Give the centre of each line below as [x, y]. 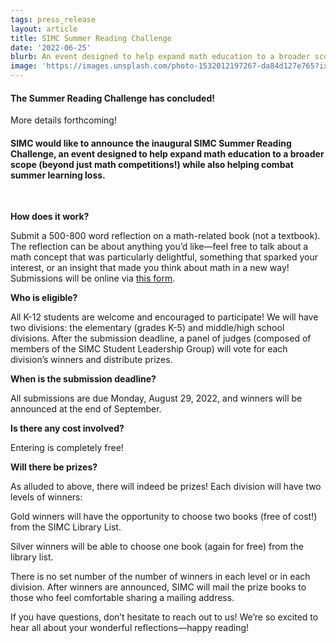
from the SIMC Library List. [66, 527]
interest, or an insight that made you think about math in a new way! [150, 268]
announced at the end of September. [86, 409]
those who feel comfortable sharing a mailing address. [122, 598]
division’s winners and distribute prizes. [91, 360]
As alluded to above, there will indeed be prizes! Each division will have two [166, 487]
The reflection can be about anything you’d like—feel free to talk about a [159, 247]
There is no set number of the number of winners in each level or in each [160, 577]
